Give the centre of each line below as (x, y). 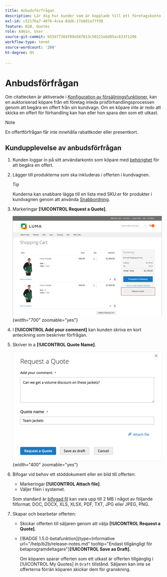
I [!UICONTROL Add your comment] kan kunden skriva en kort (77, 330)
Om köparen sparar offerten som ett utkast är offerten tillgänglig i (86, 559)
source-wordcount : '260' (31, 47)
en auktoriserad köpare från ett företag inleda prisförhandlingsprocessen (80, 102)
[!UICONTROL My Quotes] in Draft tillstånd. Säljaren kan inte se (85, 564)
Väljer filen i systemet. (42, 489)
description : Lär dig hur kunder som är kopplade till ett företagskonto (83, 16)
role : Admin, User (24, 32)
